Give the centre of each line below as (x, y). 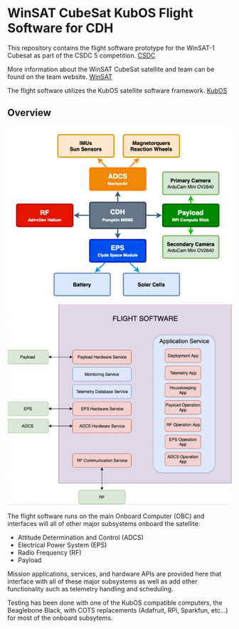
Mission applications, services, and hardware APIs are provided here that (115, 574)
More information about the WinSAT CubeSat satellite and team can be (111, 69)
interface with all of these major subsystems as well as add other (102, 581)
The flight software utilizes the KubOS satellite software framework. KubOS (117, 90)
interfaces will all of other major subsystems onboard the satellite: (104, 523)
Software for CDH (60, 28)
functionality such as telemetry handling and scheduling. (90, 588)
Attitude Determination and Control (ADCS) (81, 537)
